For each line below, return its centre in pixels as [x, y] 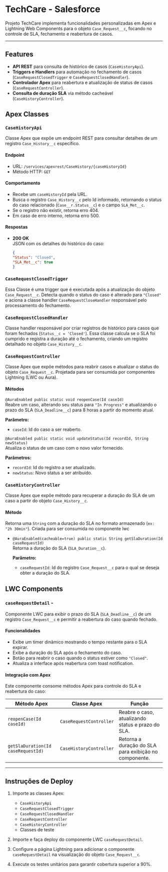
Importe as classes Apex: [38, 793]
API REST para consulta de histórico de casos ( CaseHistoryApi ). [78, 66]
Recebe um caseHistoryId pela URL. [50, 194]
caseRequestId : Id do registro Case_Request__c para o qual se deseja [89, 568]
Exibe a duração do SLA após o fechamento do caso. [67, 653]
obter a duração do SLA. [45, 573]
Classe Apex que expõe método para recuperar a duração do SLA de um [80, 495]
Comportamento [23, 183]
